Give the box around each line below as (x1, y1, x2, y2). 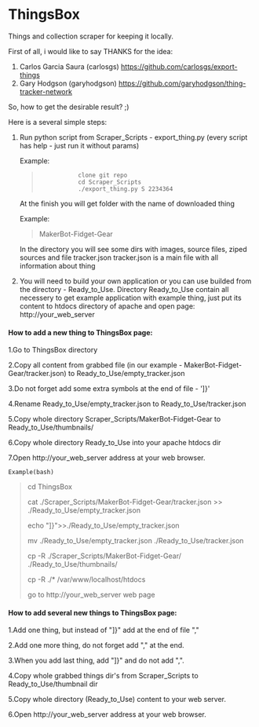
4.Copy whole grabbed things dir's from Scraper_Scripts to (8, 671, 199, 681)
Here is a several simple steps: (8, 117, 108, 126)
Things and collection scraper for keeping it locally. (8, 31, 174, 41)
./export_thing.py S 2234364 (78, 184, 173, 193)
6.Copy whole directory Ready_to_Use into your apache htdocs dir (8, 438, 221, 448)
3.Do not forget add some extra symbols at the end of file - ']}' (8, 384, 210, 393)
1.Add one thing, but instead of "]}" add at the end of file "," (8, 626, 199, 635)
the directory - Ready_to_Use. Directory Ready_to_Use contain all (19, 284, 229, 294)
